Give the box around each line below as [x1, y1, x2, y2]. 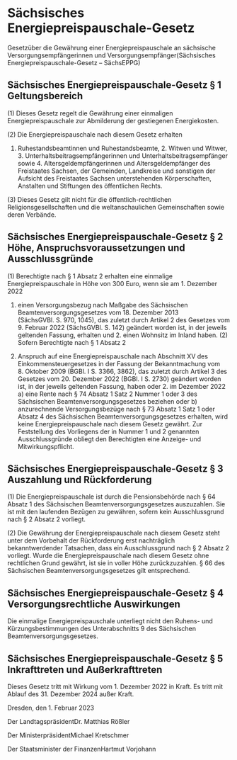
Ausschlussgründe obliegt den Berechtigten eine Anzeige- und [17, 434, 202, 443]
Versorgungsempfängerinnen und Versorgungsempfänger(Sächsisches [7, 51, 216, 59]
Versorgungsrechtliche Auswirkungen [7, 598, 180, 610]
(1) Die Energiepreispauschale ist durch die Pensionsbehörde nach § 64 [7, 492, 216, 501]
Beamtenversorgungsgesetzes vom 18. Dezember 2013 [17, 308, 179, 317]
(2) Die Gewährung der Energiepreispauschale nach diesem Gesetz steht [7, 529, 221, 538]
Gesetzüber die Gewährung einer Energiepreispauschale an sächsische [7, 43, 216, 52]
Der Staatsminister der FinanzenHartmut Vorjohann [7, 745, 156, 753]
